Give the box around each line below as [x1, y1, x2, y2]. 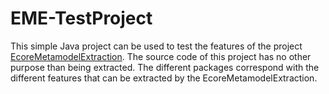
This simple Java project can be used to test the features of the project [10, 40, 303, 52]
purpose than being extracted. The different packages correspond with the [10, 61, 320, 73]
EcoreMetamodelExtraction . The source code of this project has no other [10, 50, 312, 62]
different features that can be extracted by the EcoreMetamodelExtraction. [10, 72, 318, 84]
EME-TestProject [10, 7, 153, 30]
